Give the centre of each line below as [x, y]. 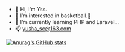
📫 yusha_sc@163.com [43, 29]
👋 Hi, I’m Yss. [31, 9]
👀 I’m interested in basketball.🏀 [53, 16]
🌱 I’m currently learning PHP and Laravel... [67, 22]
